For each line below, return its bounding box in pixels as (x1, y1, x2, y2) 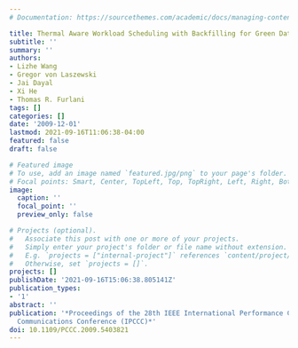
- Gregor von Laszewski (9, 70, 98, 80)
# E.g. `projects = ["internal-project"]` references (9, 250, 220, 260)
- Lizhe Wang (9, 62, 58, 71)
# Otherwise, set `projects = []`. (9, 259, 149, 268)
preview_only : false (17, 210, 93, 219)
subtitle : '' (9, 37, 58, 46)
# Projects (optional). (9, 226, 98, 235)
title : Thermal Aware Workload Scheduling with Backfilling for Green (9, 28, 276, 38)
